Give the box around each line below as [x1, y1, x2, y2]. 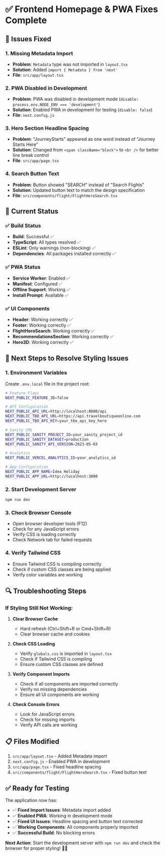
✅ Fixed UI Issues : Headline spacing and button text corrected [12, 818, 143, 824]
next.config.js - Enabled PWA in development [12, 759, 110, 765]
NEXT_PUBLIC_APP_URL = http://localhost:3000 [5, 473, 98, 479]
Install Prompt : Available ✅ [12, 292, 69, 298]
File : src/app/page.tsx [12, 157, 59, 164]
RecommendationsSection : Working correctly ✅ [12, 334, 114, 340]
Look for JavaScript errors [20, 711, 75, 717]
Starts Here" [12, 141, 39, 147]
